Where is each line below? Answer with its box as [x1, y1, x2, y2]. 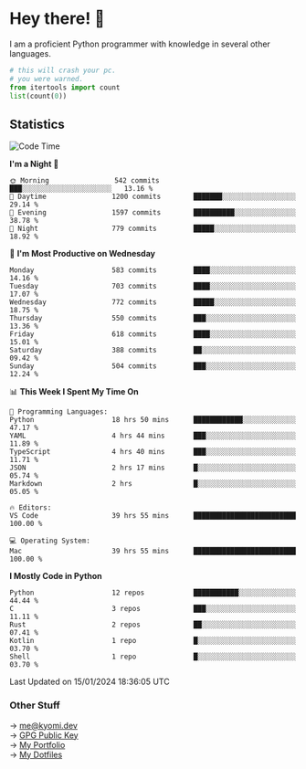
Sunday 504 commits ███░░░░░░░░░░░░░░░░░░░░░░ [9, 362, 297, 371]
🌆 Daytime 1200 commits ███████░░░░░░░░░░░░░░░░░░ [9, 192, 297, 202]
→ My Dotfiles [9, 749, 63, 760]
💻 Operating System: [9, 536, 91, 546]
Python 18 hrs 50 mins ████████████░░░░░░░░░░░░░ [9, 416, 297, 425]
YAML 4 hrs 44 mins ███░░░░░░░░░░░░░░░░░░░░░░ [9, 431, 297, 441]
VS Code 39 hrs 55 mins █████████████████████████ [9, 511, 297, 521]
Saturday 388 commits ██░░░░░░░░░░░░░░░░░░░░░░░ [9, 346, 297, 355]
